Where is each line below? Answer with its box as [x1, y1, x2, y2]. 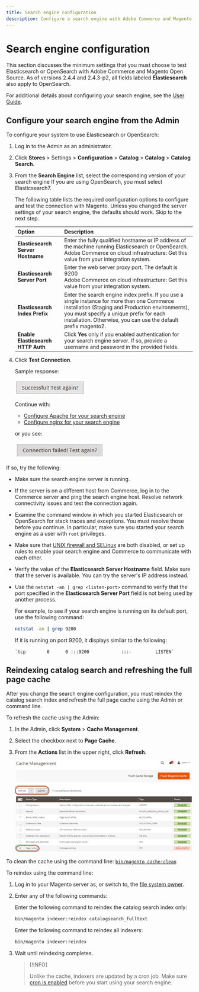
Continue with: [14, 401, 51, 408]
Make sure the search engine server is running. [14, 476, 130, 483]
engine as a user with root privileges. [14, 530, 107, 537]
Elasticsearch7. [14, 184, 52, 192]
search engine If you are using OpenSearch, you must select [14, 178, 163, 185]
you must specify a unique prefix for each [64, 310, 166, 317]
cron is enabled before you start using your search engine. [29, 978, 173, 986]
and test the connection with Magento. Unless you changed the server [14, 202, 187, 210]
